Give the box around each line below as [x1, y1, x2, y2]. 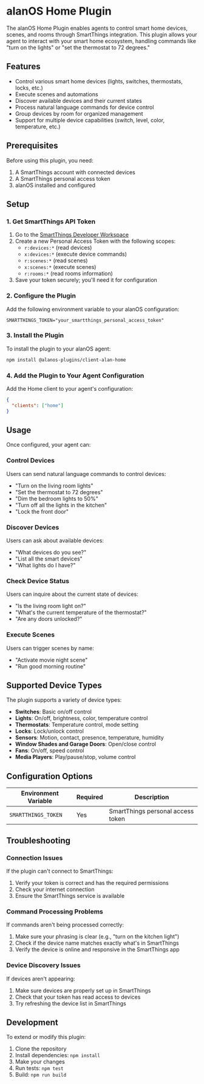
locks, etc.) [15, 84, 44, 91]
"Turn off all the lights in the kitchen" [15, 501, 107, 509]
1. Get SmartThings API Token [6, 217, 96, 226]
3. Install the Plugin [6, 331, 64, 340]
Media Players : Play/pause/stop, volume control [15, 754, 136, 761]
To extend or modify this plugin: [6, 1033, 86, 1041]
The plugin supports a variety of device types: [6, 696, 122, 704]
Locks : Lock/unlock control [15, 727, 84, 735]
